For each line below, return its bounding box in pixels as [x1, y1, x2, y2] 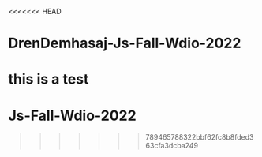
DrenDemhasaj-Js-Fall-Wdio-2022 [8, 35, 241, 52]
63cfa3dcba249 [145, 141, 199, 151]
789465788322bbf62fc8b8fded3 [145, 133, 254, 142]
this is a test [8, 70, 89, 88]
